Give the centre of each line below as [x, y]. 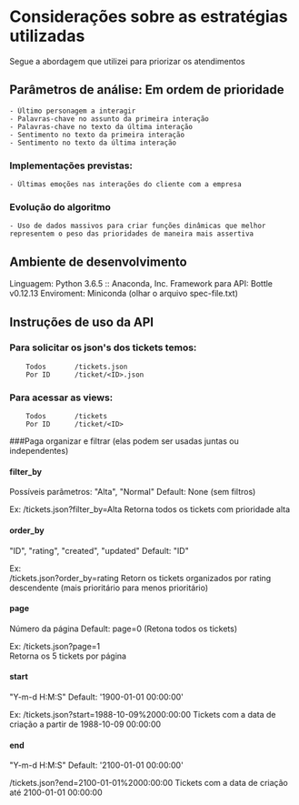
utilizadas [47, 36]
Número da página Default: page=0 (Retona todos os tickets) [124, 629]
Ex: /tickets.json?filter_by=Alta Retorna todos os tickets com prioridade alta [150, 509]
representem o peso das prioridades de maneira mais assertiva [132, 234]
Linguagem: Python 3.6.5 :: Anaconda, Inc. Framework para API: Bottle [141, 284]
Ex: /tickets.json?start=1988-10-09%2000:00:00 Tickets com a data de [143, 714]
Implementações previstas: [71, 166]
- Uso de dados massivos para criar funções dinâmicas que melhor [138, 226]
